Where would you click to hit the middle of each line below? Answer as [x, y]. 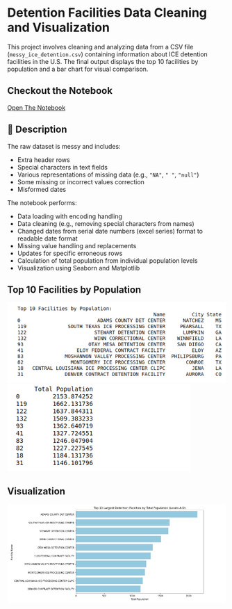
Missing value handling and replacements [77, 245]
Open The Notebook [36, 107]
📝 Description [37, 130]
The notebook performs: [42, 202]
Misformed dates [42, 189]
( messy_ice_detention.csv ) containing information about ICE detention [108, 54]
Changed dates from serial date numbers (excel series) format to [110, 231]
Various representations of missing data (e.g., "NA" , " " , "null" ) [108, 174]
